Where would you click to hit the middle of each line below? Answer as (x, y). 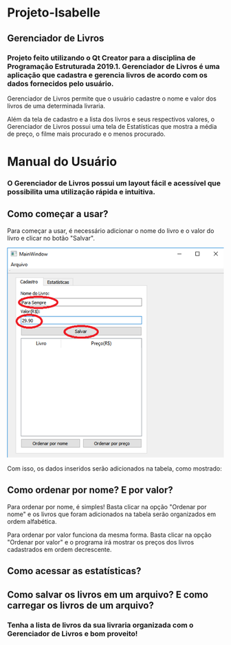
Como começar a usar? (58, 214)
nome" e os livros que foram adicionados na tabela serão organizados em (112, 514)
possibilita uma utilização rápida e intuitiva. (81, 192)
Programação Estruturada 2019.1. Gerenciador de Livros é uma (113, 66)
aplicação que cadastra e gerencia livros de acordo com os (107, 75)
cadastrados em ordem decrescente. (59, 549)
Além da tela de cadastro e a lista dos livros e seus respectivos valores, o (111, 119)
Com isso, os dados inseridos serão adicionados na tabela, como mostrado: (114, 469)
